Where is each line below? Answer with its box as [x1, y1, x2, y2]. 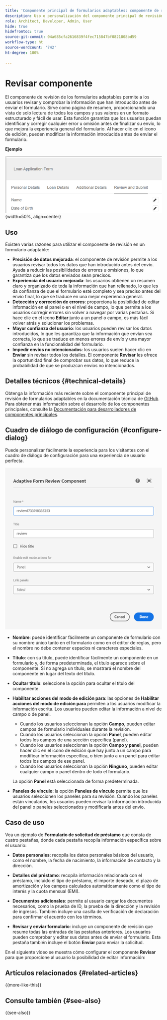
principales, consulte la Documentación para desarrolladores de [5, 406, 137, 412]
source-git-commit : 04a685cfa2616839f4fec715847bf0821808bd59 [5, 34, 137, 39]
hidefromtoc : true [5, 29, 43, 34]
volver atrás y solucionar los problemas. [12, 320, 94, 326]
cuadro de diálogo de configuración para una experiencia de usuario [5, 452, 146, 458]
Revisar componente [5, 77, 93, 89]
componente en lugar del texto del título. [12, 670, 96, 676]
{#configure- [120, 426, 162, 435]
